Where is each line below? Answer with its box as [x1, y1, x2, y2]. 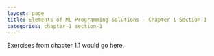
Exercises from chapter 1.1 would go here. [7, 42, 125, 50]
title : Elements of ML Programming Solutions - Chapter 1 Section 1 [7, 16, 207, 23]
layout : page [7, 10, 45, 17]
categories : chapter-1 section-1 [7, 23, 103, 29]
